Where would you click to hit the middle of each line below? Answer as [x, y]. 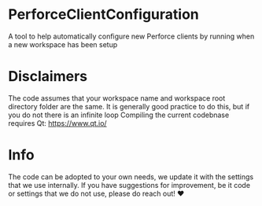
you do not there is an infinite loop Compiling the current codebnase [119, 115]
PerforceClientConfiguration [103, 15]
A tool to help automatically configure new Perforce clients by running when [131, 36]
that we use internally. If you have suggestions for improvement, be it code [129, 185]
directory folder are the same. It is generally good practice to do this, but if [129, 106]
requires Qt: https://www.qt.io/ [58, 123]
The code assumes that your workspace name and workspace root [117, 98]
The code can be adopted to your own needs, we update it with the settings [131, 177]
